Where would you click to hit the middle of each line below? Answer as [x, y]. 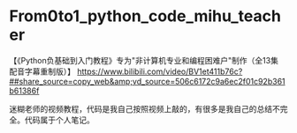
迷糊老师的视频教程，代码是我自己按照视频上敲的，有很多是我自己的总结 [141, 108]
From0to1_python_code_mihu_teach [145, 16]
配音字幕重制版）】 [42, 71]
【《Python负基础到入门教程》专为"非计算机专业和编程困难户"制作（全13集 [144, 60]
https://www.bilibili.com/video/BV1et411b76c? [160, 71]
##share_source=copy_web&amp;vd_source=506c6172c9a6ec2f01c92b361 [147, 81]
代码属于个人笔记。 [59, 120]
